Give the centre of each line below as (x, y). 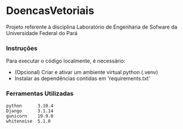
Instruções (22, 48)
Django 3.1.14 (30, 111)
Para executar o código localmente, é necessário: (66, 61)
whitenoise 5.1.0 (28, 121)
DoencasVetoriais (50, 11)
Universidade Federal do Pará (42, 33)
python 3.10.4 (30, 106)
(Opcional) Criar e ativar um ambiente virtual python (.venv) (86, 72)
